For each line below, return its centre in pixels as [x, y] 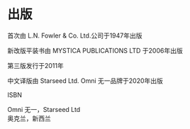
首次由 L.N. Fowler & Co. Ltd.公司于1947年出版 [75, 35]
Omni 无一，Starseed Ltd [44, 109]
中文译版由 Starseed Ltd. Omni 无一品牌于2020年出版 [85, 80]
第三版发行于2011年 [35, 65]
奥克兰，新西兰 [29, 118]
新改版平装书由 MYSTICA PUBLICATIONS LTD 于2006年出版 [95, 50]
